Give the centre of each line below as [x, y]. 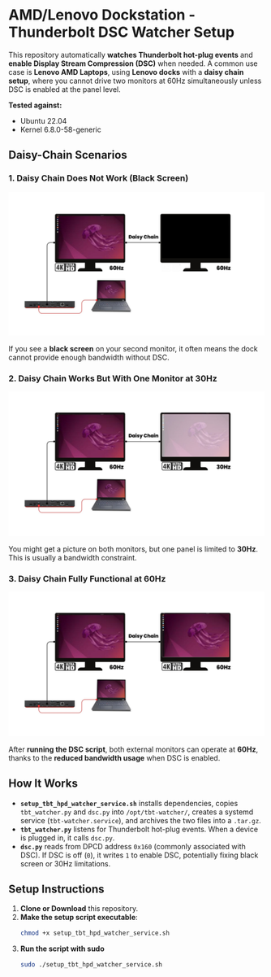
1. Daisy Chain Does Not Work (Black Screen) [99, 178]
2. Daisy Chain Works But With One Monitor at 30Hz [113, 378]
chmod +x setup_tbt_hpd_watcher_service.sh [95, 933]
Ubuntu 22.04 [43, 120]
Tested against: [35, 105]
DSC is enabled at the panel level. [65, 89]
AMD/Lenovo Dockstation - [102, 15]
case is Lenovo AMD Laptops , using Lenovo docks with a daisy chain [126, 72]
